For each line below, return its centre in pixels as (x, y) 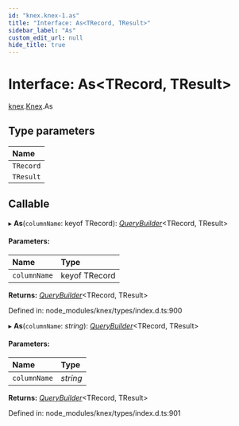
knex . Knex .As (31, 106)
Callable (29, 204)
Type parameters (52, 131)
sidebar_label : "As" (42, 30)
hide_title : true (37, 45)
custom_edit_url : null (46, 38)
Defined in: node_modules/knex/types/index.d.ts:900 (95, 310)
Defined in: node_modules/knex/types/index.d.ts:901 (94, 413)
